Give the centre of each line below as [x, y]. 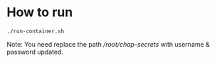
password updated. [35, 52]
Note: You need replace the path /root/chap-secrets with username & [108, 44]
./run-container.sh [36, 31]
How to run [40, 12]
